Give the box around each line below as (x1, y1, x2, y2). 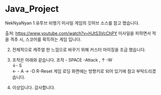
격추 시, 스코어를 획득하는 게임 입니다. (10, 36, 82, 42)
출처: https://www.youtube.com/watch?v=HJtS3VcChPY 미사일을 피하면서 (5, 30, 151, 36)
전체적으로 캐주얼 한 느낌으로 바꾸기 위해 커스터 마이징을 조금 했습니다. (12, 47, 146, 52)
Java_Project (5, 3, 59, 15)
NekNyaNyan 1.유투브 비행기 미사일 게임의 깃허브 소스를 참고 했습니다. (5, 20, 140, 26)
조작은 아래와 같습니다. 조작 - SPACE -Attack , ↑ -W (12, 57, 113, 63)
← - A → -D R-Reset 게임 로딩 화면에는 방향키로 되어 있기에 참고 (12, 68, 135, 74)
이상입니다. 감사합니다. (12, 84, 55, 90)
